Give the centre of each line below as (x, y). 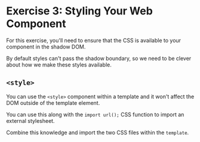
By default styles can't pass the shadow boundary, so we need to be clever (99, 58)
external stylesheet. (30, 120)
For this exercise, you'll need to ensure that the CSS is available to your (93, 40)
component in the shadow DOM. (46, 47)
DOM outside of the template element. (53, 102)
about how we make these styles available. (59, 65)
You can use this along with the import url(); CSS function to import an (95, 114)
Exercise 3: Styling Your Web (80, 11)
